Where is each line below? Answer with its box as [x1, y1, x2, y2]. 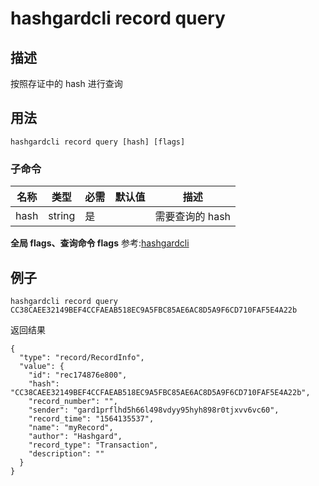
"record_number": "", [28, 396, 118, 406]
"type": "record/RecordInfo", [19, 352, 145, 362]
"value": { [19, 361, 65, 371]
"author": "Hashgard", [28, 431, 123, 441]
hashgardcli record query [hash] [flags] [10, 137, 186, 147]
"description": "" [28, 448, 105, 459]
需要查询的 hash [154, 210, 232, 224]
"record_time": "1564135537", [28, 413, 155, 424]
